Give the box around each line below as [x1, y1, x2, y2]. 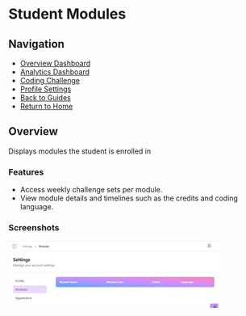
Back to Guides [19, 93, 71, 102]
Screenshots [8, 222, 60, 234]
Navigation [8, 37, 65, 51]
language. [19, 202, 54, 212]
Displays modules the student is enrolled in [8, 146, 152, 156]
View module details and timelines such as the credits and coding [19, 193, 238, 203]
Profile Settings [19, 84, 72, 94]
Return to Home [19, 102, 73, 111]
